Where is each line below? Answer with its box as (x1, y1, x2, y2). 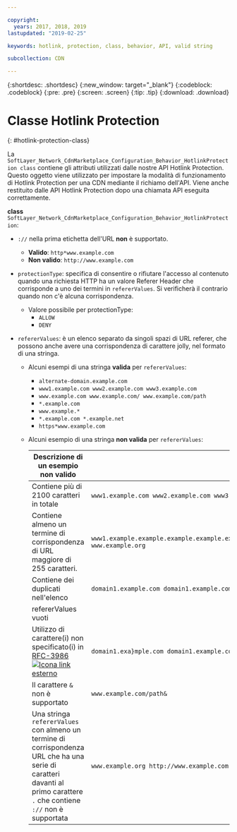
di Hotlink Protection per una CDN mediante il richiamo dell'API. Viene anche (7, 179, 229, 187)
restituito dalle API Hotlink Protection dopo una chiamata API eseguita (7, 186, 209, 195)
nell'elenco (31, 593, 68, 603)
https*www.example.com (38, 423, 106, 430)
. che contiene (31, 795, 81, 805)
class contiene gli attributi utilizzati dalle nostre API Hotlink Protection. (20, 164, 224, 172)
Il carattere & (31, 680, 73, 690)
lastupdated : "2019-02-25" (7, 30, 87, 37)
